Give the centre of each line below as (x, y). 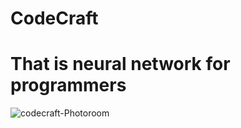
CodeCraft (54, 18)
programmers (68, 85)
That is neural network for (120, 64)
